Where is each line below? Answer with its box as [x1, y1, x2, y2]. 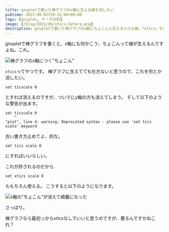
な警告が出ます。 [5, 100, 40, 106]
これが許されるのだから [5, 163, 54, 169]
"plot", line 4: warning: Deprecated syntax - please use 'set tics [5, 120, 152, 125]
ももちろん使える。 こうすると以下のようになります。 [5, 183, 117, 189]
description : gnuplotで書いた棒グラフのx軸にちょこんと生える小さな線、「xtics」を [5, 26, 163, 31]
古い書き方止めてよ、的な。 [5, 133, 63, 139]
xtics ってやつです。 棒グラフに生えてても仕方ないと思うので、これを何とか [5, 69, 162, 75]
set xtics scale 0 [5, 173, 44, 179]
